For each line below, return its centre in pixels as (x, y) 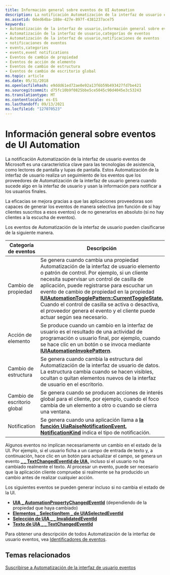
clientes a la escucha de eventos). (41, 217)
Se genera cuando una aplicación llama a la (92, 420)
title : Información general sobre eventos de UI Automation (70, 10)
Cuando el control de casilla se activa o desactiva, (100, 304)
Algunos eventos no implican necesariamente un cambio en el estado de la (83, 445)
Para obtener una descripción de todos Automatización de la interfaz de (80, 534)
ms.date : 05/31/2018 (27, 81)
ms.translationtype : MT (30, 95)
